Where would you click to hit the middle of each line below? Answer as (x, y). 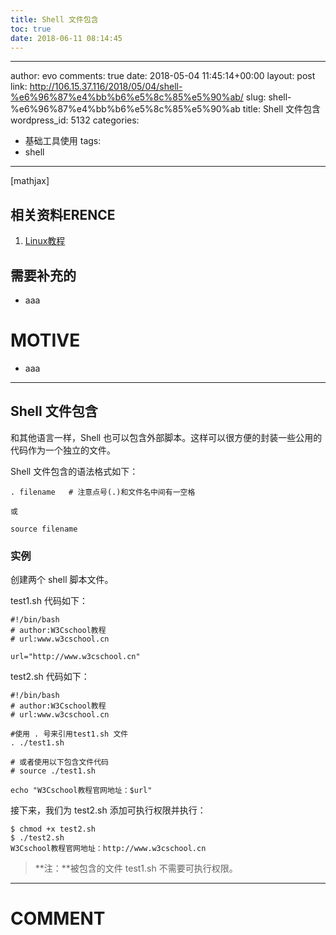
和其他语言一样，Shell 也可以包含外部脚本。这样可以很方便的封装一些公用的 (166, 437)
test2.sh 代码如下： (50, 677)
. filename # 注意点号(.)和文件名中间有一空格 (103, 492)
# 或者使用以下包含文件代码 (60, 762)
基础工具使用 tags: (63, 141)
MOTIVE (45, 340)
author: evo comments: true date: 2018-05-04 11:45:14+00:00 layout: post (163, 76)
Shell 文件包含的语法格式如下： (74, 471)
